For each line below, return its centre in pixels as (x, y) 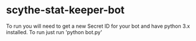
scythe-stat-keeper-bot (65, 10)
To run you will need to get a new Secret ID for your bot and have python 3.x (98, 26)
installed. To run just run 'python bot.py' (54, 32)
